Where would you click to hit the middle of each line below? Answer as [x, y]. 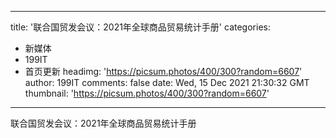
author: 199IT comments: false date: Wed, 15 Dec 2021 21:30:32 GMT [167, 82]
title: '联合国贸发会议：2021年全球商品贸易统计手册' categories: [140, 27]
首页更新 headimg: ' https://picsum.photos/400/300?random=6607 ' [163, 71]
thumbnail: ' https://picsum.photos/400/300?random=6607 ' [147, 93]
